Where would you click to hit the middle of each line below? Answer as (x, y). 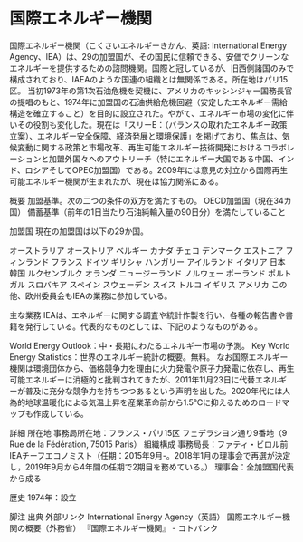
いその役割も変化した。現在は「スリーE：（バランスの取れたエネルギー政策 (148, 124)
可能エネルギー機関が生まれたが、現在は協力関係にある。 (116, 181)
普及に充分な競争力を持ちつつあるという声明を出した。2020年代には (154, 391)
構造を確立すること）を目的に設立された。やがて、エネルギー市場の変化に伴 (152, 113)
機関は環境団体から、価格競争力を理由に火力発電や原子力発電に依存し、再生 (152, 368)
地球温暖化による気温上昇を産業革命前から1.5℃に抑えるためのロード (153, 402)
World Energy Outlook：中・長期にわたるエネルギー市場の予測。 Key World (150, 345)
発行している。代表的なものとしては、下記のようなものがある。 (143, 326)
